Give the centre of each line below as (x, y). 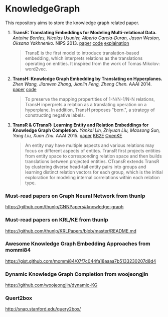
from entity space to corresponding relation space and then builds (93, 156)
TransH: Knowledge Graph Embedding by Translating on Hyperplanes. (88, 78)
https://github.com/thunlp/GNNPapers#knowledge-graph (64, 207)
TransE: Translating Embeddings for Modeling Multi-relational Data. (85, 32)
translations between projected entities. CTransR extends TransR (92, 161)
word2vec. (36, 69)
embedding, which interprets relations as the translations (84, 58)
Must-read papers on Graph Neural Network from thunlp (75, 196)
